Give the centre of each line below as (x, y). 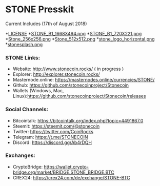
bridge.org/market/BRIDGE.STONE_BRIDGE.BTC (63, 172)
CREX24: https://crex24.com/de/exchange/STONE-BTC (72, 177)
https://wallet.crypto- (66, 167)
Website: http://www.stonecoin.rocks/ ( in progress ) (68, 69)
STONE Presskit (40, 9)
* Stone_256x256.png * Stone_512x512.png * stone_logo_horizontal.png (80, 39)
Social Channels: (27, 110)
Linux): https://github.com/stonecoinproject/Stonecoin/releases (79, 96)
